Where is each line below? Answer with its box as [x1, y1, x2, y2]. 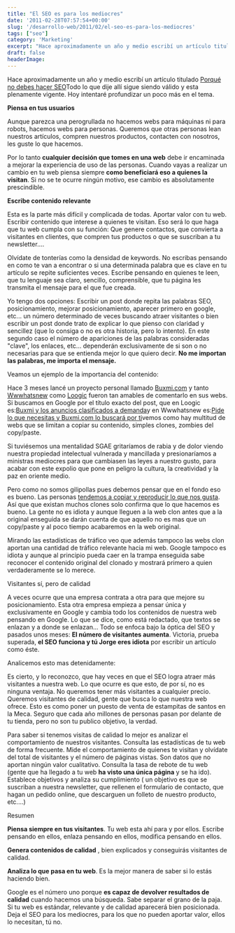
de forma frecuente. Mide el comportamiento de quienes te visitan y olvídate [7, 745, 228, 754]
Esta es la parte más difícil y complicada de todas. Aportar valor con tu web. [7, 210, 227, 218]
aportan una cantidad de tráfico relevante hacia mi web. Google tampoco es [7, 543, 227, 552]
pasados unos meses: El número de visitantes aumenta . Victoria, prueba [7, 630, 219, 639]
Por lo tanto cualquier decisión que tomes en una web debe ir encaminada [7, 153, 225, 161]
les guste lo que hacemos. [7, 139, 83, 148]
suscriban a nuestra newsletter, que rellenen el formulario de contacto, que [7, 782, 224, 791]
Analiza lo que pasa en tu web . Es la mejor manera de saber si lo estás [7, 866, 212, 875]
